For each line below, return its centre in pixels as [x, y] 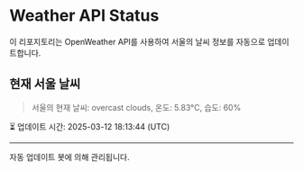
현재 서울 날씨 [45, 84]
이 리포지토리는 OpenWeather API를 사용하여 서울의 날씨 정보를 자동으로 [138, 41]
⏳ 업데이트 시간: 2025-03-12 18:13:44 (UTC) [90, 126]
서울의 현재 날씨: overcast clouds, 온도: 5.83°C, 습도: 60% [136, 107]
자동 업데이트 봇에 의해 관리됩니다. [69, 157]
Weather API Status [84, 16]
